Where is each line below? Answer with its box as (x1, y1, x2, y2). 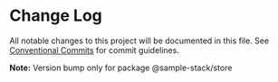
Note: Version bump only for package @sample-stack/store (9, 62, 233, 73)
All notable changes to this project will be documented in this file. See (9, 35, 270, 46)
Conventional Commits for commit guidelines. (9, 44, 179, 55)
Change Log (9, 5, 102, 26)
